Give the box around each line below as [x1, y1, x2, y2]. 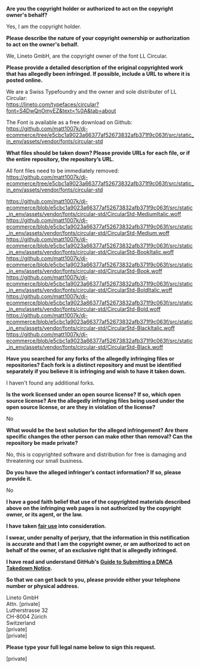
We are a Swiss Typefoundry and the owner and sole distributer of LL [6, 88, 177, 95]
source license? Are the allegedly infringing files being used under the [6, 397, 184, 404]
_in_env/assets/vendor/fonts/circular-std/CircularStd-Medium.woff [6, 230, 170, 236]
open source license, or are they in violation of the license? [6, 404, 156, 410]
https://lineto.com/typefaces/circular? [6, 101, 100, 108]
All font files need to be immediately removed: [6, 167, 119, 174]
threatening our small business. [6, 457, 84, 464]
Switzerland [6, 620, 36, 626]
